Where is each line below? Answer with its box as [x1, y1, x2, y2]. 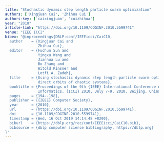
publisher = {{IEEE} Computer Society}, [9, 98, 93, 103]
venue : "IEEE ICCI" [5, 30, 45, 35]
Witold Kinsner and [38, 66, 78, 71]
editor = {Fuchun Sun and [9, 48, 69, 53]
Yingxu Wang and [38, 52, 71, 58]
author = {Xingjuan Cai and [9, 39, 73, 44]
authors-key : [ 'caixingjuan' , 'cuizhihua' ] [5, 16, 95, 21]
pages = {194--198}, [9, 93, 60, 98]
